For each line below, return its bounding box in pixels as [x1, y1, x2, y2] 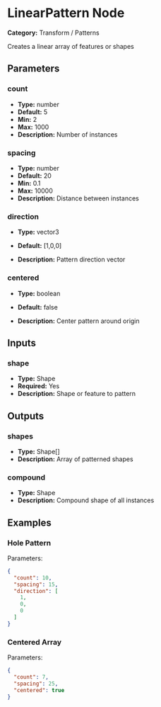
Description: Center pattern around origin [17, 317, 140, 325]
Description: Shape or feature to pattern [17, 390, 136, 398]
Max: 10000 [17, 186, 53, 195]
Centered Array [7, 637, 62, 647]
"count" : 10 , [13, 574, 52, 582]
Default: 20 [17, 171, 52, 180]
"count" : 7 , [13, 673, 49, 681]
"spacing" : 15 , [13, 581, 59, 588]
